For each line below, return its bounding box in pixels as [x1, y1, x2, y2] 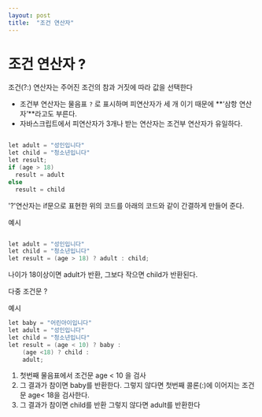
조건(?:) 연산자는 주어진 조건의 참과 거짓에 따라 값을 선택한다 [8, 83, 193, 92]
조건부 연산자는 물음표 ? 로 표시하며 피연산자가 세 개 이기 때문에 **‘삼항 [19, 99, 238, 109]
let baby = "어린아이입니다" [8, 319, 92, 327]
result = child [15, 186, 65, 194]
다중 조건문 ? [8, 286, 48, 296]
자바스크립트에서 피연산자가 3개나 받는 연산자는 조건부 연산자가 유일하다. [19, 119, 243, 128]
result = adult [15, 171, 65, 179]
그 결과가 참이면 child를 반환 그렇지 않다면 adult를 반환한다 [19, 400, 201, 410]
